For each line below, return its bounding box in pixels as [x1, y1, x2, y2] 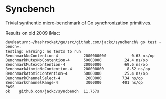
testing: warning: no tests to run [5, 48, 81, 54]
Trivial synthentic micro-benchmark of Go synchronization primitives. [5, 20, 152, 26]
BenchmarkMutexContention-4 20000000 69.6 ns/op [5, 62, 148, 67]
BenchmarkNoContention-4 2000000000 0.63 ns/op [5, 53, 155, 58]
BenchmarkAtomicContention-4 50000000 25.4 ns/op [5, 71, 148, 76]
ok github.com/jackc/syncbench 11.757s [5, 89, 100, 94]
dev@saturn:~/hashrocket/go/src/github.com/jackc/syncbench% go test [5, 39, 157, 45]
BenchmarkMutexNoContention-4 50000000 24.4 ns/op [5, 57, 148, 63]
